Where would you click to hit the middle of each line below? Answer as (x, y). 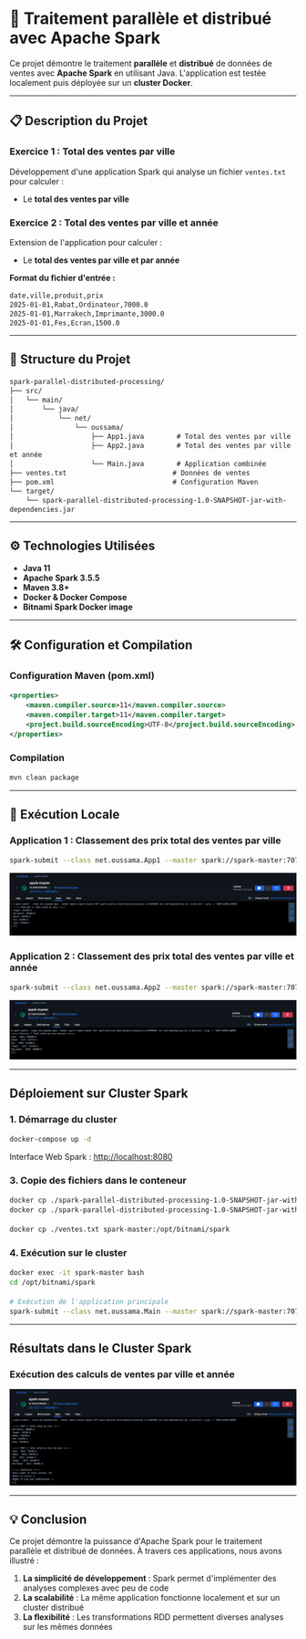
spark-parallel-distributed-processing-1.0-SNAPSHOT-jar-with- (164, 500)
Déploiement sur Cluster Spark (99, 1094)
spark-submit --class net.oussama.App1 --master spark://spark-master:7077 (156, 861)
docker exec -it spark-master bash (77, 1273)
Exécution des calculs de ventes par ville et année (122, 1374)
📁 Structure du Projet (70, 360)
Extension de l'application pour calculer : (86, 242)
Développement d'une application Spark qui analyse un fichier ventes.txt (148, 172)
